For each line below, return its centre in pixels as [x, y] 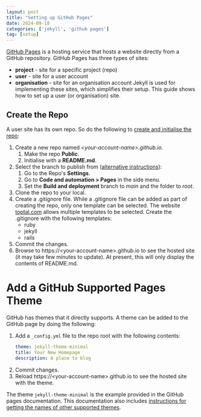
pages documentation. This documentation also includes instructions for [96, 401]
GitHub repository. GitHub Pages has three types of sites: [78, 58]
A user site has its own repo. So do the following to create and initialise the [99, 129]
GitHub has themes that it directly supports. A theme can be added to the [97, 317]
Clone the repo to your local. [50, 192]
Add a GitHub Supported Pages [86, 288]
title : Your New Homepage [47, 352]
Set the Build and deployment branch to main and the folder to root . [109, 186]
